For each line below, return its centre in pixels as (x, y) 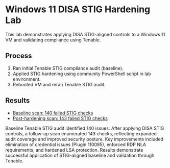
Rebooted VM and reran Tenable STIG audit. (59, 84)
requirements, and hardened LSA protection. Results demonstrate (74, 150)
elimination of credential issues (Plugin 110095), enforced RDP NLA (76, 145)
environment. (27, 79)
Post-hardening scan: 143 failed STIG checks (60, 118)
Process (19, 56)
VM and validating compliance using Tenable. (53, 40)
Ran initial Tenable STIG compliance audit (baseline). (68, 68)
